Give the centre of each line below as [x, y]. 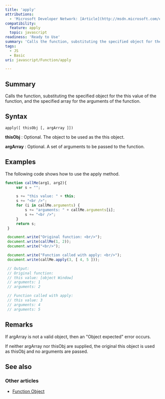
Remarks [19, 325]
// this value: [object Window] [40, 278]
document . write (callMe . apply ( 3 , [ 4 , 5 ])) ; [54, 259]
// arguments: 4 [24, 305]
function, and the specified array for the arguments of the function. [73, 101]
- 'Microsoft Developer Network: [44, 19]
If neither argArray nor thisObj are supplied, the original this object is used [80, 346]
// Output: [18, 268]
